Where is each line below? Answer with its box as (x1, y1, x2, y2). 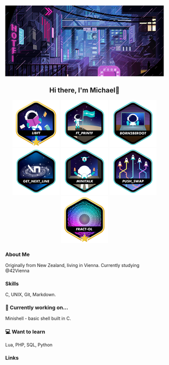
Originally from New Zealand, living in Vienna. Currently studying (5, 262, 140, 268)
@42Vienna (5, 267, 30, 273)
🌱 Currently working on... (5, 304, 68, 311)
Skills (5, 280, 19, 287)
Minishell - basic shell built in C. (5, 315, 71, 322)
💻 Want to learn (5, 328, 45, 335)
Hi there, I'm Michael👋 (49, 86, 120, 95)
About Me (5, 251, 30, 258)
